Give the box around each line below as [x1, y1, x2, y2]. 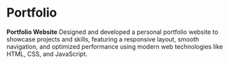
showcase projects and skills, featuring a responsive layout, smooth [6, 35, 200, 43]
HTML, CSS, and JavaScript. [6, 50, 88, 58]
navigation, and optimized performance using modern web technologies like [6, 42, 223, 50]
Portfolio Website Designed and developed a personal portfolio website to [6, 28, 219, 36]
